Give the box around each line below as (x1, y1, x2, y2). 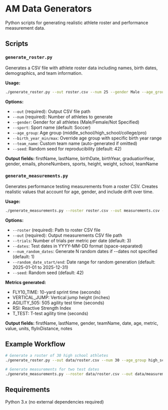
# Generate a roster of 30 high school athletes (5, 353, 108, 358)
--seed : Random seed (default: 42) (12, 269, 84, 276)
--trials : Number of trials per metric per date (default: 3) (12, 237, 131, 243)
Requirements (5, 385, 50, 394)
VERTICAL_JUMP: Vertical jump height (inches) (12, 294, 110, 300)
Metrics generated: (5, 279, 46, 285)
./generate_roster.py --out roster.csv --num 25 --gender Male (5, 89, 140, 94)
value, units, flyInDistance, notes (5, 325, 72, 331)
